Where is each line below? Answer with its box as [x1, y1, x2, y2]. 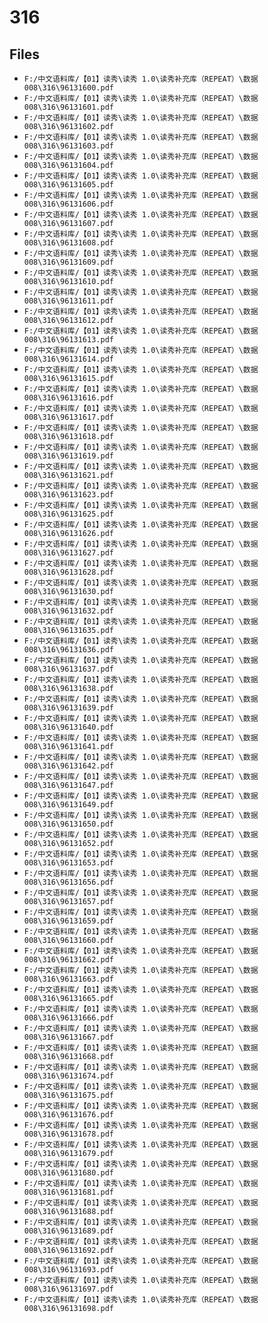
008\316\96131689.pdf [23, 1226, 114, 1236]
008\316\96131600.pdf [23, 83, 114, 93]
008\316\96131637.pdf [23, 664, 114, 674]
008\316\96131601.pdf [23, 102, 114, 112]
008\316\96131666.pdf [23, 1013, 114, 1023]
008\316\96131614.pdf [23, 354, 114, 364]
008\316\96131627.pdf [23, 548, 114, 558]
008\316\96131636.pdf [23, 645, 114, 655]
